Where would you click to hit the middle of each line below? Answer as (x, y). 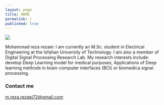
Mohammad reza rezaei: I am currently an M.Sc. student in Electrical (75, 47)
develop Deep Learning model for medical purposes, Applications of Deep (81, 63)
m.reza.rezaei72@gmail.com (34, 97)
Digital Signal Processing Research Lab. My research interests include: (77, 57)
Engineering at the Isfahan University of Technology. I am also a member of (82, 52)
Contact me (20, 86)
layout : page (19, 10)
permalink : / (19, 19)
